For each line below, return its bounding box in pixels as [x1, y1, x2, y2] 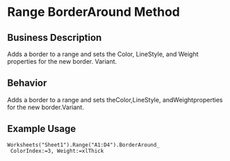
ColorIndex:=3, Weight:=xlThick [10, 147, 104, 154]
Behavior [7, 77, 47, 89]
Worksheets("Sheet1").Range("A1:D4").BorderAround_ [7, 141, 160, 149]
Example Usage [7, 123, 76, 135]
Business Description [7, 32, 102, 44]
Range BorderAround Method [7, 4, 181, 20]
